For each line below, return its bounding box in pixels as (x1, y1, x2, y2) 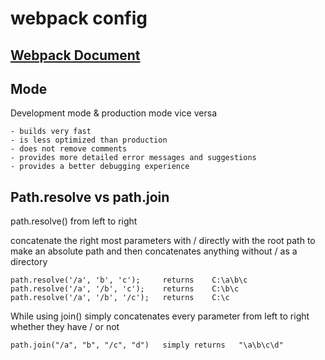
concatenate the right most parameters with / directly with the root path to (10, 235, 316, 247)
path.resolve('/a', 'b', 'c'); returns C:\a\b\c (10, 275, 248, 286)
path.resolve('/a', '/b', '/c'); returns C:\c (10, 293, 230, 303)
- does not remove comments (10, 144, 128, 154)
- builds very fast (10, 127, 92, 137)
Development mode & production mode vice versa (10, 107, 217, 119)
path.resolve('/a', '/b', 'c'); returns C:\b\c (10, 284, 240, 294)
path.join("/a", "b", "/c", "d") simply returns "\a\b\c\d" (10, 340, 284, 351)
